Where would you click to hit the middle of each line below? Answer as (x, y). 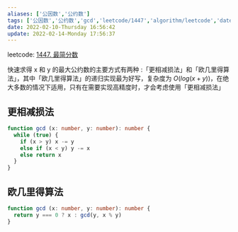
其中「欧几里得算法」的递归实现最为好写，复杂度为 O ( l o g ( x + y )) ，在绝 (126, 79)
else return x (41, 155)
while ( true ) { (36, 135)
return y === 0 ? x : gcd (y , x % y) (68, 215)
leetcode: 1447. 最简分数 (43, 54)
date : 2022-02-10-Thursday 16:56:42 (61, 27)
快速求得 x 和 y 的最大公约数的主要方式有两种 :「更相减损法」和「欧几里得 (115, 70)
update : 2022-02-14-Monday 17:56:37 (61, 34)
